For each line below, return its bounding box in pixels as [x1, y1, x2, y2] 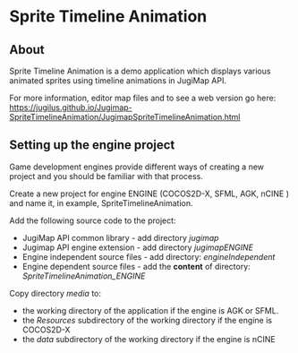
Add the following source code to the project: [9, 215, 176, 226]
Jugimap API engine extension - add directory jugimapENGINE [21, 242, 253, 253]
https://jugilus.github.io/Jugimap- [9, 102, 132, 113]
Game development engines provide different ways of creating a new [9, 161, 265, 172]
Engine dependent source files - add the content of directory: [21, 261, 251, 271]
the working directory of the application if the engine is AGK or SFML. [21, 305, 279, 315]
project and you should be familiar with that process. [9, 170, 204, 181]
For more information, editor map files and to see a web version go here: [9, 92, 277, 103]
